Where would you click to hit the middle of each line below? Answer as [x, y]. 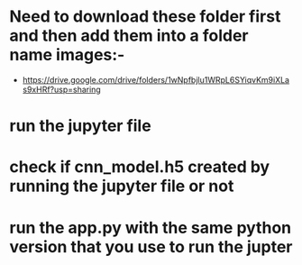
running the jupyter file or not [122, 186]
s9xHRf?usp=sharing [61, 89]
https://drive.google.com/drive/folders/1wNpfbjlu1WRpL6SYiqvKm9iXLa [156, 79]
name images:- [67, 55]
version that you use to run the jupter [151, 247]
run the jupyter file [80, 126]
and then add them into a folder [129, 36]
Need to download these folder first [145, 17]
